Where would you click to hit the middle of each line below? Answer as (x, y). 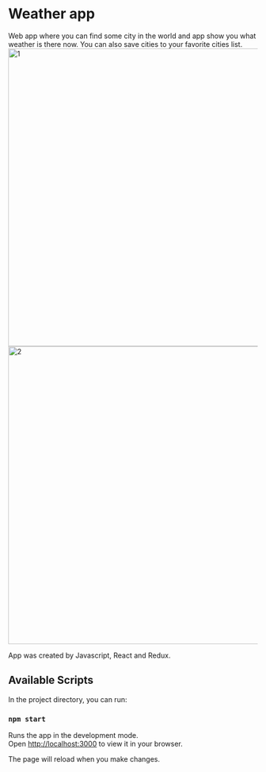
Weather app (51, 14)
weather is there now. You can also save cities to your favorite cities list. (125, 44)
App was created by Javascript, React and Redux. (90, 655)
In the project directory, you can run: (68, 699)
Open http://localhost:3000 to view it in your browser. (96, 744)
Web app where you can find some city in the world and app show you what (132, 36)
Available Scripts (51, 680)
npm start (27, 719)
